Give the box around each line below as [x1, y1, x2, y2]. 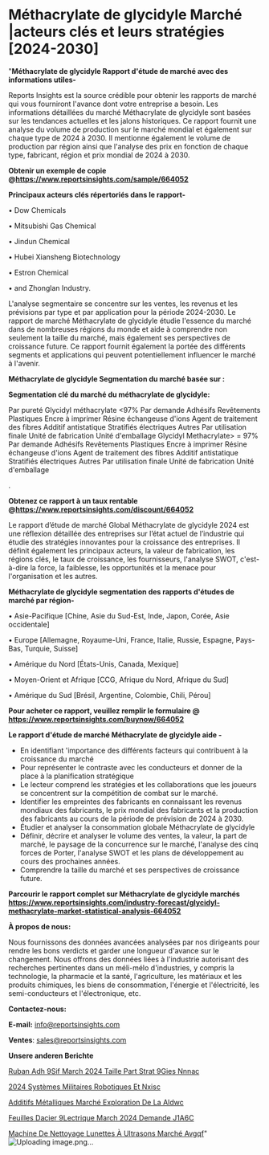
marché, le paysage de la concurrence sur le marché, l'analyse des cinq [19, 839, 259, 849]
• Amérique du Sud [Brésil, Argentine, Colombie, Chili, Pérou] [8, 690, 211, 700]
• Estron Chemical [8, 267, 69, 277]
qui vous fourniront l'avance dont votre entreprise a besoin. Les [8, 99, 218, 108]
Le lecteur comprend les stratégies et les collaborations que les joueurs [19, 779, 257, 789]
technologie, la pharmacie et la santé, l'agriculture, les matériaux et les [8, 971, 243, 981]
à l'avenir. [8, 358, 40, 368]
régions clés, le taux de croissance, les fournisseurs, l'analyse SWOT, [8, 554, 238, 564]
